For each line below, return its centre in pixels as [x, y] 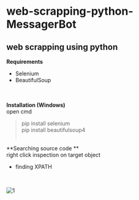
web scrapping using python [62, 47]
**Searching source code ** [43, 148]
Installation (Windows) [36, 105]
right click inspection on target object [54, 155]
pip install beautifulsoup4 [53, 130]
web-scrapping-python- [70, 11]
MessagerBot [41, 24]
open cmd [19, 111]
